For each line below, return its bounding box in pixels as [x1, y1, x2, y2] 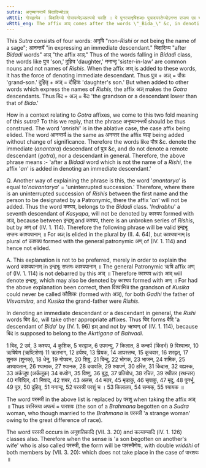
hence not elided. [6, 244, 51, 252]
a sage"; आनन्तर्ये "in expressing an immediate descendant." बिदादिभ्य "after [6, 44, 187, 52]
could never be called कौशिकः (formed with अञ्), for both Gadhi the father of [6, 291, 195, 298]
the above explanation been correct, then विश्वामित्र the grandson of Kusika [6, 284, 189, 291]
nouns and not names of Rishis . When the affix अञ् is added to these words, [6, 65, 197, 72]
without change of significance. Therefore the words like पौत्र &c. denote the [6, 138, 196, 146]
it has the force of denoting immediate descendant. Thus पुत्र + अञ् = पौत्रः [6, 72, 186, 79]
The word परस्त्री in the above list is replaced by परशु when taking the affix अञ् [6, 396, 196, 403]
